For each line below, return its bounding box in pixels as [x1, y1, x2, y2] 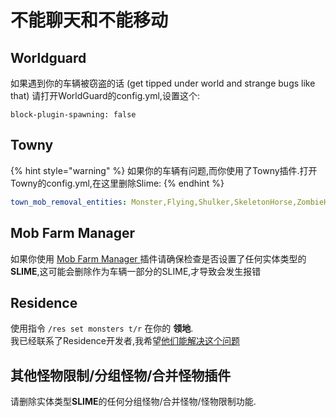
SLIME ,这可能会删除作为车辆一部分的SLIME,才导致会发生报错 [10, 265, 262, 277]
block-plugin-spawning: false [10, 110, 137, 120]
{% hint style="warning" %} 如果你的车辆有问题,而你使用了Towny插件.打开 [10, 164, 318, 176]
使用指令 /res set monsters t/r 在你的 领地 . [10, 322, 194, 335]
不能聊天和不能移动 [10, 9, 169, 32]
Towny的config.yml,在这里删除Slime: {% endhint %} [10, 177, 225, 189]
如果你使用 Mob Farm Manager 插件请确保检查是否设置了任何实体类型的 [10, 252, 307, 265]
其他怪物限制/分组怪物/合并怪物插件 [10, 367, 232, 384]
